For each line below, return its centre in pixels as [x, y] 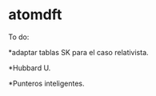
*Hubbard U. [30, 68]
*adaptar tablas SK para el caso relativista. [79, 52]
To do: [19, 37]
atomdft [35, 15]
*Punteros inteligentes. [46, 83]
